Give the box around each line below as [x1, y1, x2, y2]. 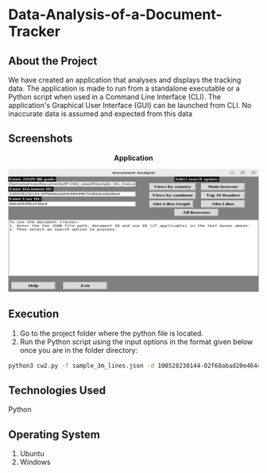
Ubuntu [19, 449, 45, 459]
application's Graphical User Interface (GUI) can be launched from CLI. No [8, 101, 252, 110]
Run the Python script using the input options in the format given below [19, 336, 253, 347]
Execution [8, 308, 60, 321]
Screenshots [8, 132, 73, 145]
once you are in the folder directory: [19, 345, 138, 355]
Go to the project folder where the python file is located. [19, 328, 204, 338]
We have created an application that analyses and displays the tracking [8, 76, 242, 84]
